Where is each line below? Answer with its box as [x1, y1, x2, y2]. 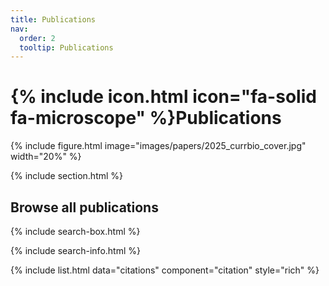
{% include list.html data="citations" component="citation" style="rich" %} [10, 264, 320, 276]
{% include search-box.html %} [10, 226, 141, 237]
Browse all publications [10, 199, 159, 216]
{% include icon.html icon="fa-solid [10, 86, 317, 108]
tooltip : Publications [19, 42, 114, 53]
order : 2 [19, 33, 56, 43]
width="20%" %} [10, 151, 82, 163]
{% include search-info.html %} [10, 245, 141, 256]
